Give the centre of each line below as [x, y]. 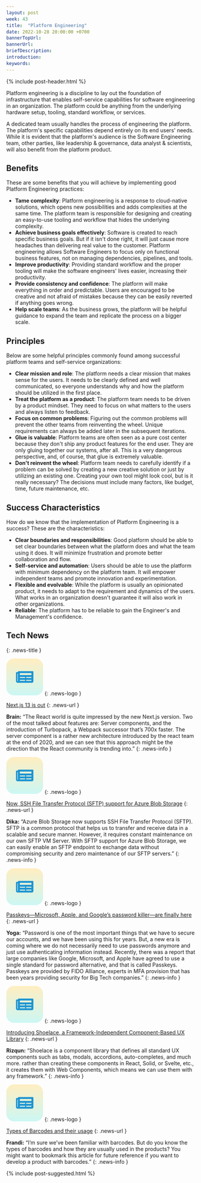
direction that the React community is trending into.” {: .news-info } [89, 748]
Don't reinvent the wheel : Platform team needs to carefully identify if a [103, 463]
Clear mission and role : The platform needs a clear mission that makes [103, 373]
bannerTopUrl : [24, 38]
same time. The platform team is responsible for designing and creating [103, 214]
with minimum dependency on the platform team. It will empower [95, 572]
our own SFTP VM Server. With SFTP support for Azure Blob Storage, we [96, 840]
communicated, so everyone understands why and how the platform [99, 386]
